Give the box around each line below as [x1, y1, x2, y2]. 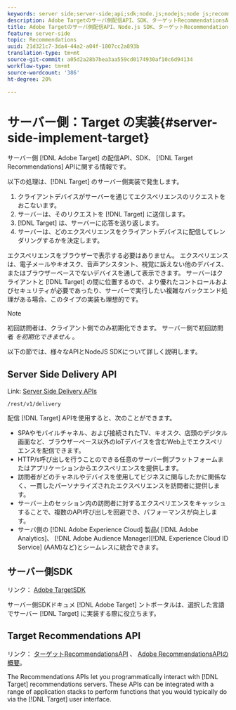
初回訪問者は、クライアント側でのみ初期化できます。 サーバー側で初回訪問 [7, 324, 223, 333]
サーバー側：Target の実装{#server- [7, 114, 218, 130]
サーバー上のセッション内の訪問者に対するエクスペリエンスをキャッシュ [17, 499, 226, 508]
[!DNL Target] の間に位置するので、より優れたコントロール [45, 278, 216, 286]
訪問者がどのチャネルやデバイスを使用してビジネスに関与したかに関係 [17, 472, 221, 482]
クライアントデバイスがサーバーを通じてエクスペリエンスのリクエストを [17, 193, 226, 201]
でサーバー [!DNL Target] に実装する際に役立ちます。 [7, 609, 160, 617]
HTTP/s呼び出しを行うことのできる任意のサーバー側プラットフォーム [17, 455, 218, 464]
